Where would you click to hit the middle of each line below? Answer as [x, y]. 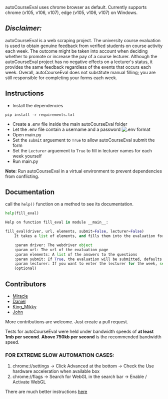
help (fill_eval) [22, 213]
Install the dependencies [38, 105]
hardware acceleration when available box [56, 371]
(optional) [25, 268]
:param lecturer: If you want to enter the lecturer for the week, [86, 264]
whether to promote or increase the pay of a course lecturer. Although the [81, 56]
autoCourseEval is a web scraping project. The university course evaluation [83, 40]
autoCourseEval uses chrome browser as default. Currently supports [76, 7]
